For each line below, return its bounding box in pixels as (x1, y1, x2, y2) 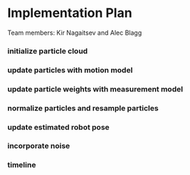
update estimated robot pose (7, 122, 110, 132)
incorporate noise (7, 141, 70, 151)
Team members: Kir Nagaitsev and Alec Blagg (7, 28, 142, 37)
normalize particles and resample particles (7, 103, 159, 113)
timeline (7, 160, 36, 170)
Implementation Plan (7, 5, 133, 21)
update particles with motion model (7, 65, 133, 75)
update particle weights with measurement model (7, 84, 184, 94)
